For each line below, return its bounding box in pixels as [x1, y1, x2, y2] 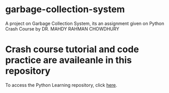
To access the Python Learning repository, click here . [5, 82, 118, 88]
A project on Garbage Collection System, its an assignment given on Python [5, 20, 164, 26]
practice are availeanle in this [5, 54, 132, 66]
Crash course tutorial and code [5, 44, 139, 55]
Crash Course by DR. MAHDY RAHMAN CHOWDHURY [5, 25, 120, 32]
